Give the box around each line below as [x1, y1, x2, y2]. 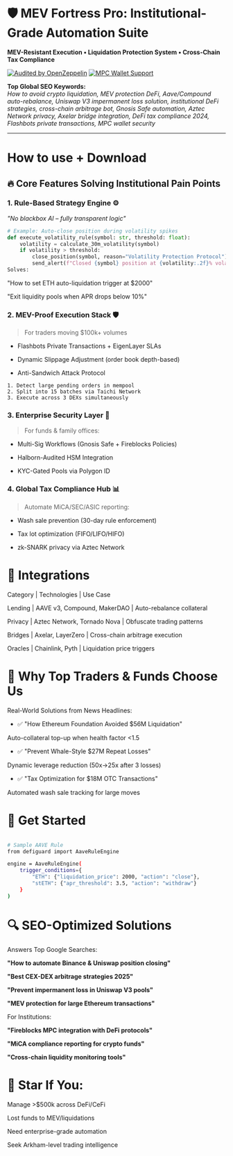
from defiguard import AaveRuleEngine [7, 848, 119, 855]
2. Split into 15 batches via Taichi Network [7, 388, 141, 396]
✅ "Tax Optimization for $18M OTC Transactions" [17, 774, 158, 782]
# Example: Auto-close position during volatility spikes [7, 227, 178, 235]
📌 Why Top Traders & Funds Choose [7, 668, 218, 684]
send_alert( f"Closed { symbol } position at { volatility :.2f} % [32, 260, 213, 267]
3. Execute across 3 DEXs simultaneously [7, 394, 129, 401]
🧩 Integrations [7, 567, 90, 583]
